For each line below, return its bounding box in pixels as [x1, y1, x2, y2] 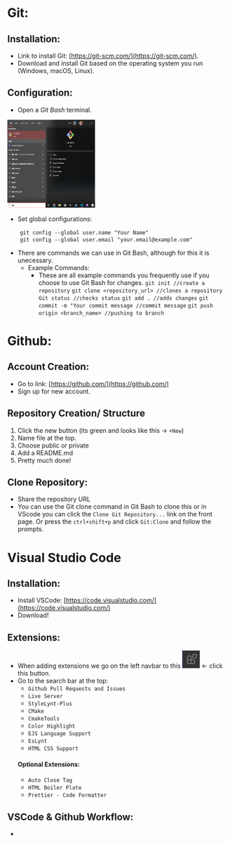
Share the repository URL [17, 495, 91, 504]
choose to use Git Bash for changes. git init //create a [38, 278, 205, 286]
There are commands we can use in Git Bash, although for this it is [17, 248, 210, 257]
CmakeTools [27, 716, 60, 723]
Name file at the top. [17, 433, 77, 442]
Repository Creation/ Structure [7, 407, 146, 419]
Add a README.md [17, 448, 74, 457]
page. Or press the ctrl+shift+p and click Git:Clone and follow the [17, 517, 212, 526]
